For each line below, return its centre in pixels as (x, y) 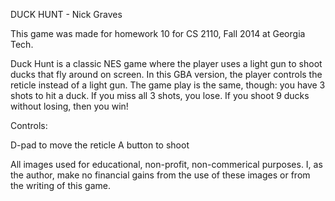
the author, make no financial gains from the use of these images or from (160, 175)
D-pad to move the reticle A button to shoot (100, 145)
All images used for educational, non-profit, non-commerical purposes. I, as (166, 164)
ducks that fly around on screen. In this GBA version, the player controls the (166, 74)
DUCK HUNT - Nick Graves (66, 14)
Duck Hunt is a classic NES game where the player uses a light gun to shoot (166, 63)
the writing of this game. (60, 185)
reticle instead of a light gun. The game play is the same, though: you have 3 (168, 85)
